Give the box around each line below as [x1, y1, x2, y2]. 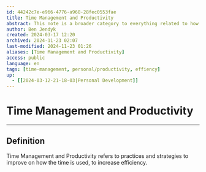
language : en [6, 60, 40, 66]
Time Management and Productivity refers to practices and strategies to [6, 152, 189, 160]
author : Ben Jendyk [6, 26, 56, 33]
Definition [6, 136, 45, 146]
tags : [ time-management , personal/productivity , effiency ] [6, 66, 161, 72]
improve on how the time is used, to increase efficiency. [6, 158, 148, 166]
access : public [6, 55, 45, 61]
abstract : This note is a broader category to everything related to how [6, 20, 199, 26]
